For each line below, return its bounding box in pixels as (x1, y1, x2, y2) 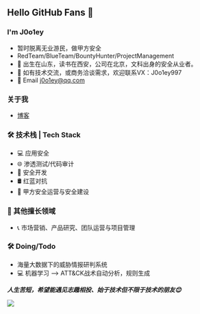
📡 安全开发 (16, 169, 47, 177)
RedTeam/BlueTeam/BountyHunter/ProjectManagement (16, 51, 175, 60)
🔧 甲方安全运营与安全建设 (16, 188, 89, 196)
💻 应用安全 (16, 149, 50, 158)
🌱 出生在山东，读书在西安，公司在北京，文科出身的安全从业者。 (16, 60, 197, 68)
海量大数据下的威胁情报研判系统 (16, 260, 108, 268)
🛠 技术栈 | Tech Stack (7, 130, 81, 139)
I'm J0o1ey (7, 27, 45, 37)
